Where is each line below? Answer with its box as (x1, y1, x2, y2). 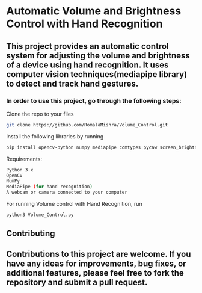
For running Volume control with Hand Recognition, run (6, 200, 142, 207)
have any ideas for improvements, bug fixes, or (6, 258, 186, 268)
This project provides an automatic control (6, 41, 169, 51)
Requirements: (6, 155, 42, 162)
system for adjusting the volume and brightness (6, 50, 191, 61)
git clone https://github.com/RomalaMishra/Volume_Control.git (6, 122, 168, 128)
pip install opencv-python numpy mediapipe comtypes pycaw (6, 144, 158, 150)
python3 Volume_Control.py (6, 212, 74, 218)
